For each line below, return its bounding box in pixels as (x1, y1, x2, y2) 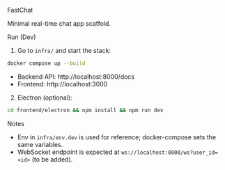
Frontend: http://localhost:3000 (17, 79, 108, 88)
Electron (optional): (17, 93, 72, 102)
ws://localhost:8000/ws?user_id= (121, 149, 218, 156)
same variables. (17, 140, 63, 148)
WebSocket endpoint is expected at (17, 148, 120, 156)
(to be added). (31, 155, 73, 163)
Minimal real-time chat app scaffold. (7, 20, 111, 27)
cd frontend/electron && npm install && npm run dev (7, 107, 164, 114)
